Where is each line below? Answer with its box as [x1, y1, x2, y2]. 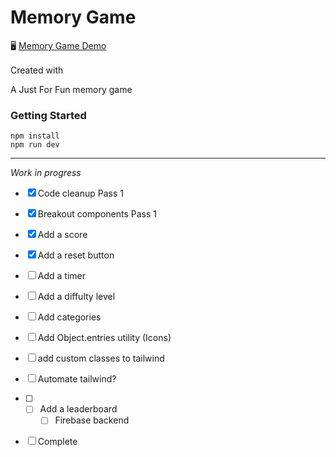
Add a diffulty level [37, 291, 116, 303]
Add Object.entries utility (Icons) [37, 332, 172, 344]
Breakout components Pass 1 [37, 208, 158, 220]
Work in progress [10, 167, 82, 179]
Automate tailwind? [37, 373, 117, 385]
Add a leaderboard [39, 403, 118, 415]
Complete [37, 436, 78, 448]
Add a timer [37, 270, 87, 282]
